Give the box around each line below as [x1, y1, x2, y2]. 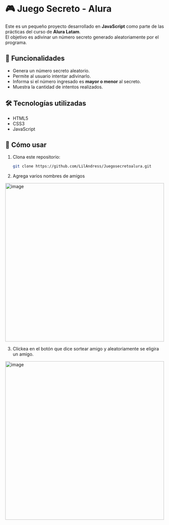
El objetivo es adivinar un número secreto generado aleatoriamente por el [5, 34, 159, 40]
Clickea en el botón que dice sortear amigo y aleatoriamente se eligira [12, 346, 159, 352]
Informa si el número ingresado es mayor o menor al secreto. [12, 78, 141, 84]
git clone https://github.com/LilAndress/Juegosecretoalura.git [12, 164, 152, 169]
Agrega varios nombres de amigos [12, 173, 85, 179]
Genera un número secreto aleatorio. [12, 67, 90, 74]
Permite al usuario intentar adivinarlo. [12, 73, 91, 79]
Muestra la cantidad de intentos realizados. [12, 84, 103, 90]
